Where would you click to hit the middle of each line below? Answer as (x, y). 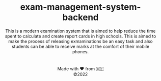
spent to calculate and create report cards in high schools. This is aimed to (80, 36)
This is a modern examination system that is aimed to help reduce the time (80, 31)
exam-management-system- (80, 7)
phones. (80, 51)
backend (80, 17)
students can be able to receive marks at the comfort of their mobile (80, 46)
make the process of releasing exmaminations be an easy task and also (80, 41)
